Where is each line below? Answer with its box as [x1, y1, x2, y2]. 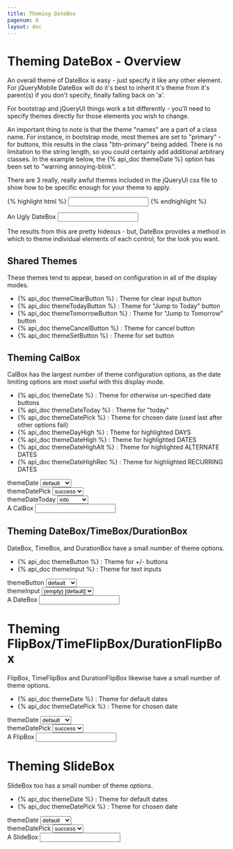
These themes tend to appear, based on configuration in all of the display [7, 273, 217, 282]
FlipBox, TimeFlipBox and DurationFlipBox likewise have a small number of [7, 673, 220, 682]
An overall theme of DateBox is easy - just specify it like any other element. [7, 76, 223, 84]
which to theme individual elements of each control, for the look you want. [7, 235, 220, 243]
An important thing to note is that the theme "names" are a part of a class [7, 125, 218, 134]
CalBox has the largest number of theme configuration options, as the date [7, 370, 221, 378]
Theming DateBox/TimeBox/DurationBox [7, 526, 188, 537]
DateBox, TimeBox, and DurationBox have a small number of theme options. [7, 544, 225, 552]
